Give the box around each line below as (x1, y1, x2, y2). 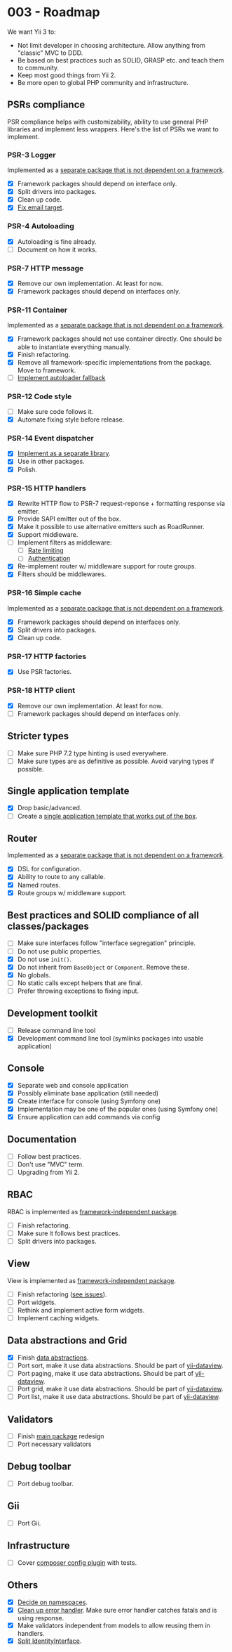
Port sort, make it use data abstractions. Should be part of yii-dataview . (17, 1361, 224, 1370)
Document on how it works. (17, 245, 97, 254)
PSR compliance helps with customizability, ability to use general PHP (7, 117, 209, 126)
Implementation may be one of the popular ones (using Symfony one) (17, 1105, 219, 1113)
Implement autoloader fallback (17, 373, 106, 382)
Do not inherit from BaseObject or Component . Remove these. (17, 963, 189, 971)
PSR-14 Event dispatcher (7, 434, 94, 443)
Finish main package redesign (17, 1431, 104, 1440)
